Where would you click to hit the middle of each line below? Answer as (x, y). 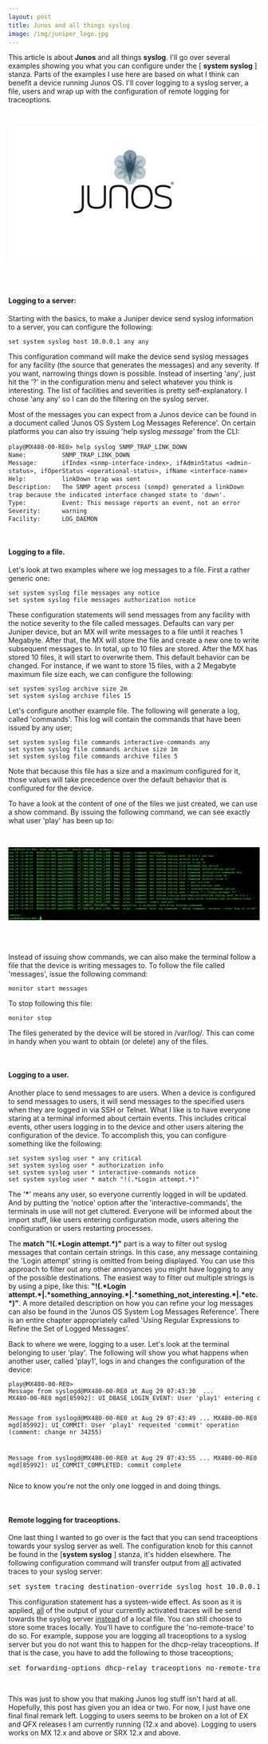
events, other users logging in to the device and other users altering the (126, 1126)
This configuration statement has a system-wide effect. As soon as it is (125, 1602)
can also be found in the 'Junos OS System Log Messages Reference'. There (134, 1312)
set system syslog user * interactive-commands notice (102, 1172)
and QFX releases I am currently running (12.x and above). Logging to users (132, 1724)
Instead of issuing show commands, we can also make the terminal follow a (132, 957)
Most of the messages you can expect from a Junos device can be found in (132, 414)
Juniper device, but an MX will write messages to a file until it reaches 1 (126, 632)
